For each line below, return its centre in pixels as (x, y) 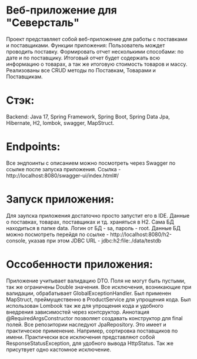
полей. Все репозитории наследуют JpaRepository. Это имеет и (86, 324)
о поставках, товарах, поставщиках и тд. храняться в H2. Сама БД (90, 222)
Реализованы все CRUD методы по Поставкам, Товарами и (81, 70)
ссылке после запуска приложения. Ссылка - (64, 169)
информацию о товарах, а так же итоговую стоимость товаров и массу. (97, 64)
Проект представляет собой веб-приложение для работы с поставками (97, 39)
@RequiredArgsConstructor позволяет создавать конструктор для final (94, 318)
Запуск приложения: (60, 199)
